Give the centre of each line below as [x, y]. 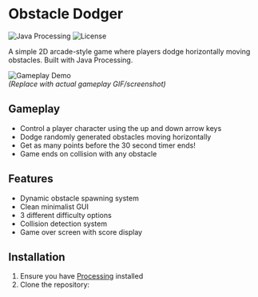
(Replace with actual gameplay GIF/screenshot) [87, 84]
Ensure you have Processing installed [81, 276]
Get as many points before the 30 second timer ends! [107, 145]
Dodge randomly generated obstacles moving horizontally [115, 137]
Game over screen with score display [81, 232]
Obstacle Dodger [66, 14]
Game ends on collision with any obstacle [88, 153]
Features [31, 179]
